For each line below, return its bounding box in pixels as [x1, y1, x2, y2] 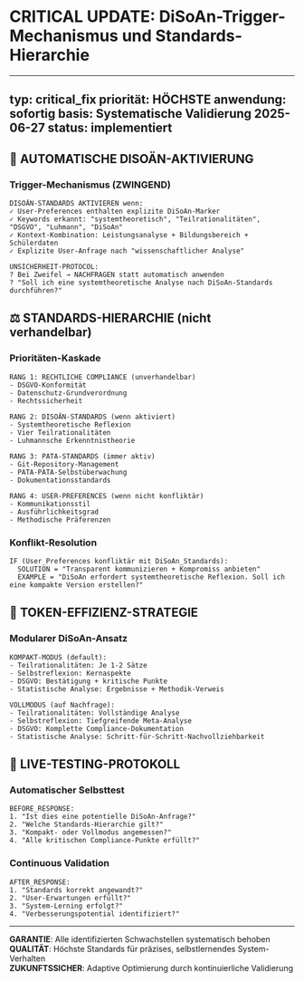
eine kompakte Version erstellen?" [9, 581, 144, 590]
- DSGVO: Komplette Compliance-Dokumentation [9, 724, 184, 733]
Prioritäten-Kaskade [9, 351, 101, 364]
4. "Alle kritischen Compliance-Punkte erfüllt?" [9, 836, 201, 845]
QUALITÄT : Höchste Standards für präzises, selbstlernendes [9, 943, 236, 954]
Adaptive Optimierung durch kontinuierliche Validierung [86, 962, 294, 973]
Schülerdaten [9, 238, 59, 248]
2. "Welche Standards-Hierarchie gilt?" [9, 820, 165, 830]
